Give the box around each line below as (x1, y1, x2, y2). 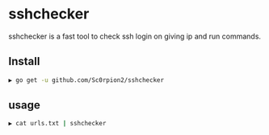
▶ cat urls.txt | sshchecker (8, 120, 107, 128)
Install (8, 55, 40, 68)
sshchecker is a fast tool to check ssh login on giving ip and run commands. (8, 31, 261, 41)
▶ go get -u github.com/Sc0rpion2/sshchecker (8, 76, 164, 84)
